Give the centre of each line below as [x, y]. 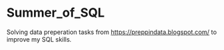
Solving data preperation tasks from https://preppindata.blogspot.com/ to [112, 32]
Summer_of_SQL [56, 13]
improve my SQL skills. [39, 39]
